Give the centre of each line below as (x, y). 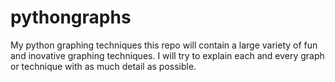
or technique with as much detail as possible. (103, 66)
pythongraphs (71, 17)
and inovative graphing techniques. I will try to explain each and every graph (167, 55)
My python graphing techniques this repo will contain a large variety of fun (164, 45)
